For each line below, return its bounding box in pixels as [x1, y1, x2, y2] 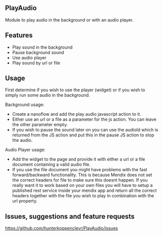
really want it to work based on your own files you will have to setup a [12, 183, 153, 188]
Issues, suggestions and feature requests [5, 212, 135, 220]
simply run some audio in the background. [5, 92, 90, 98]
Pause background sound [12, 49, 65, 55]
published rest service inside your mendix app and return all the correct [12, 187, 157, 193]
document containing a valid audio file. [12, 161, 91, 167]
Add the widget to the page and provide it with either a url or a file [12, 157, 145, 162]
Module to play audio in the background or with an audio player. [5, 17, 134, 23]
